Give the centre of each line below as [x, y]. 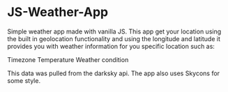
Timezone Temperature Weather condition [68, 59]
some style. [24, 80]
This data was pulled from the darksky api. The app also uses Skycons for [114, 73]
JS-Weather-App [58, 12]
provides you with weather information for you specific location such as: [111, 46]
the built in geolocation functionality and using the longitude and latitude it [114, 38]
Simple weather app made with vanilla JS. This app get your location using [114, 31]
